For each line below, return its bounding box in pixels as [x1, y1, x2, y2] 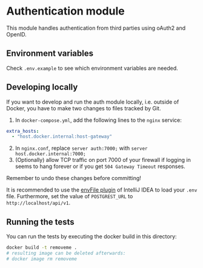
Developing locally [6, 82, 78, 92]
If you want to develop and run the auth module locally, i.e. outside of [6, 98, 179, 106]
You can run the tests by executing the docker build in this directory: [6, 233, 177, 240]
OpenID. [6, 30, 27, 38]
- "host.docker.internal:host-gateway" [12, 133, 113, 140]
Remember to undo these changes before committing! [6, 175, 141, 182]
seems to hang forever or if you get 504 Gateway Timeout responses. [15, 162, 186, 170]
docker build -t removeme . [6, 244, 78, 251]
